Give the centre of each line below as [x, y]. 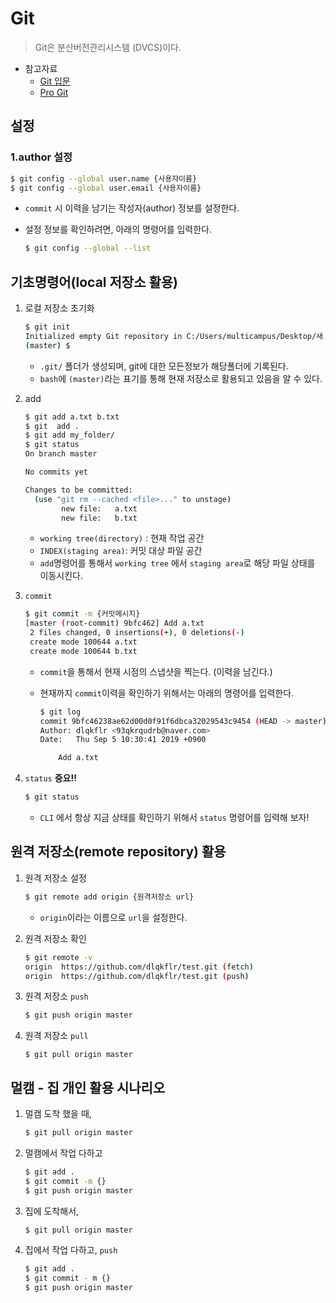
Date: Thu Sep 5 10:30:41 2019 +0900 [123, 740]
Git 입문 [55, 81]
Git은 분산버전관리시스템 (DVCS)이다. [108, 47]
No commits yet [56, 472]
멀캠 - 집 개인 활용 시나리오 [88, 1087]
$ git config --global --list [88, 248]
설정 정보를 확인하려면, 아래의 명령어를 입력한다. [118, 229]
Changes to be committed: [78, 490]
